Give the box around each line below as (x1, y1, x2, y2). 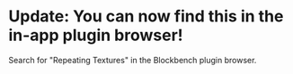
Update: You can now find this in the (8, 6, 284, 27)
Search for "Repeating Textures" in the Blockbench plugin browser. (8, 54, 257, 65)
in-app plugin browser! (8, 25, 183, 45)
